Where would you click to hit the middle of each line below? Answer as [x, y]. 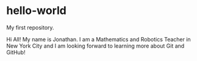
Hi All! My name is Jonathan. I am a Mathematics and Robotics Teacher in [99, 39]
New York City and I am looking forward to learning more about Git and [95, 46]
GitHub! [16, 52]
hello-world [37, 11]
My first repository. [30, 27]
